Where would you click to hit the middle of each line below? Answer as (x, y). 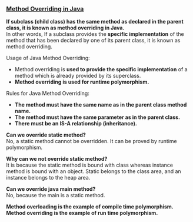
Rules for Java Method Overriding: (48, 94)
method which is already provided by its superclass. (78, 76)
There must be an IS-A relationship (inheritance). (76, 124)
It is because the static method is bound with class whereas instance (90, 165)
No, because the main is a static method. (56, 196)
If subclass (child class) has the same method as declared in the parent (95, 22)
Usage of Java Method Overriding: (48, 58)
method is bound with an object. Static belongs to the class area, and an (94, 171)
